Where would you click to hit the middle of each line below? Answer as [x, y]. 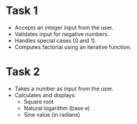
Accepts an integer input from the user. [64, 27]
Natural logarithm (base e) [57, 108]
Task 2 [23, 72]
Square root [39, 101]
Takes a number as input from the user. [64, 89]
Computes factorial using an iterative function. [73, 47]
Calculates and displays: [45, 95]
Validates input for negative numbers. [62, 34]
